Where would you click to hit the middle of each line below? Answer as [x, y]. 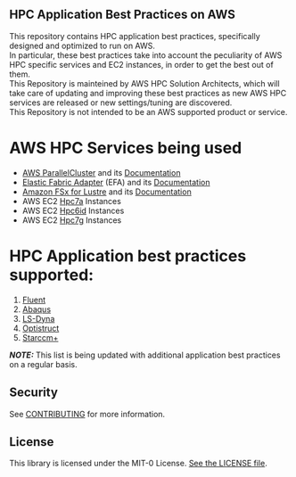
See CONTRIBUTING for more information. [87, 414]
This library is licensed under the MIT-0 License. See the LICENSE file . [138, 464]
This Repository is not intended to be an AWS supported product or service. [148, 111]
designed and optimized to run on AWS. [82, 45]
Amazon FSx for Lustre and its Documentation [107, 192]
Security [33, 393]
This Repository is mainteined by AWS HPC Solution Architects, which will [144, 83]
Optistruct [41, 328]
